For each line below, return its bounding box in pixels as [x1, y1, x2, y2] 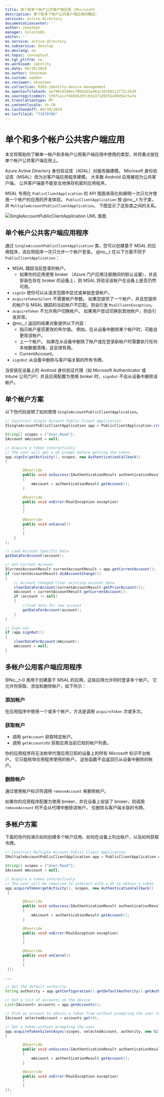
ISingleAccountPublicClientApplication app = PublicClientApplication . [5, 423, 154, 428]
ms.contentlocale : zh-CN [5, 103, 56, 108]
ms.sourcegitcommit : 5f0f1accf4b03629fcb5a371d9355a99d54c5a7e [5, 93, 137, 98]
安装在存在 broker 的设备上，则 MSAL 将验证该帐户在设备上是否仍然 [19, 277, 157, 283]
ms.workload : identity [5, 62, 51, 66]
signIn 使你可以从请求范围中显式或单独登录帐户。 [12, 289, 112, 296]
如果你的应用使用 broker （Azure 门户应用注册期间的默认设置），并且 [19, 271, 158, 277]
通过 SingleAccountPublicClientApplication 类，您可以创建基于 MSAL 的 [5, 242, 152, 248]
